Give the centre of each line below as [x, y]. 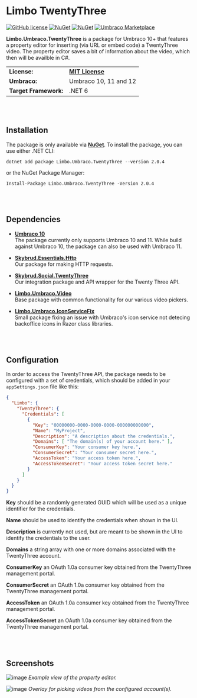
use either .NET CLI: [30, 151]
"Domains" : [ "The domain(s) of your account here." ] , [102, 442]
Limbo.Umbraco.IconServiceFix [55, 311]
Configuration [32, 360]
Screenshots [30, 663]
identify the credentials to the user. [49, 538]
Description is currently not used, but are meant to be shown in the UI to [94, 532]
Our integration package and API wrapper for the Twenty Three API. [97, 282]
